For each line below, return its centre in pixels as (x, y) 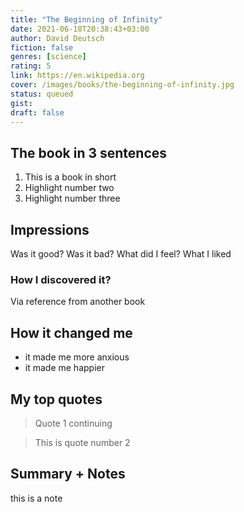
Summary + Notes (68, 474)
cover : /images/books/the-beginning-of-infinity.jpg (122, 85)
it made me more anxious (77, 357)
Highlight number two (69, 188)
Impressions (50, 229)
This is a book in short (70, 177)
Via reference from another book (78, 302)
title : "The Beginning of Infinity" (86, 19)
